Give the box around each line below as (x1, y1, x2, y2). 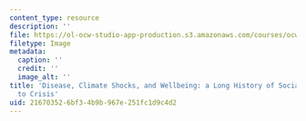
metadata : (9, 47, 47, 56)
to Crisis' (17, 89, 59, 98)
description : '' (9, 22, 71, 31)
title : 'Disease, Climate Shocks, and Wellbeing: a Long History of (9, 81, 275, 90)
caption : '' (17, 55, 64, 65)
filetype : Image (9, 38, 71, 48)
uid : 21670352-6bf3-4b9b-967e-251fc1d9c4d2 (9, 97, 178, 107)
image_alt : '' (17, 73, 71, 82)
